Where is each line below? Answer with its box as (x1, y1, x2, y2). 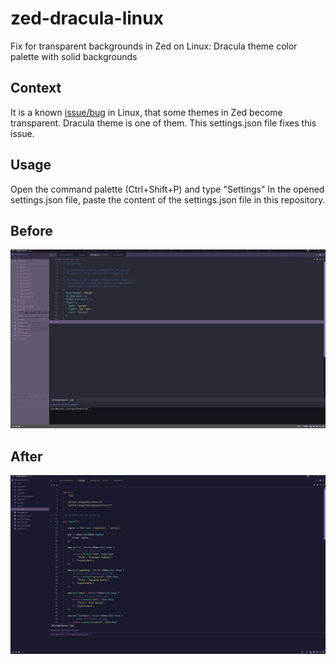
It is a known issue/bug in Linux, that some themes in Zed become (10, 106, 283, 118)
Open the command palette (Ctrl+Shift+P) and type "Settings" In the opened (10, 183, 325, 195)
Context (10, 80, 62, 97)
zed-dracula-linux (10, 7, 164, 30)
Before (10, 222, 53, 239)
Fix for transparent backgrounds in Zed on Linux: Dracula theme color (10, 40, 298, 52)
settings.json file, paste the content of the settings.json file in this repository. (10, 193, 326, 206)
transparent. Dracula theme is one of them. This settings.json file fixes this (10, 117, 317, 129)
